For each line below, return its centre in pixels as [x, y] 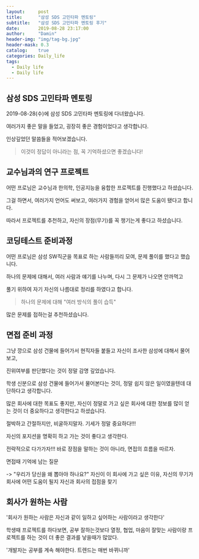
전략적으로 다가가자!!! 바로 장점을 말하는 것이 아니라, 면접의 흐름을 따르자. [91, 449]
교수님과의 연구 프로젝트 [48, 172]
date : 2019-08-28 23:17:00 [48, 28]
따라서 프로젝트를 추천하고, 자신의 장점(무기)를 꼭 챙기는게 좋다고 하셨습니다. [94, 220]
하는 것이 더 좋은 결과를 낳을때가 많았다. [72, 538]
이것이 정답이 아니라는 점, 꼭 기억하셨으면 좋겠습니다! [82, 152]
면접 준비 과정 [30, 335]
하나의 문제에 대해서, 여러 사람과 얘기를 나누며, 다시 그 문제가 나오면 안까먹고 [95, 276]
